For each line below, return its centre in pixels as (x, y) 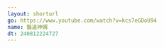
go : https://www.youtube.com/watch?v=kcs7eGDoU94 (82, 20)
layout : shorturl (33, 14)
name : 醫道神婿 (28, 27)
